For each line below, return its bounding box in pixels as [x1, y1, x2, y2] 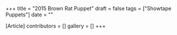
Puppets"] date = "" [5, 11, 54, 18]
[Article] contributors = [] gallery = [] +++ [5, 23, 106, 29]
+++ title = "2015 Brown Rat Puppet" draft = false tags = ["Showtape [5, 5, 172, 12]
